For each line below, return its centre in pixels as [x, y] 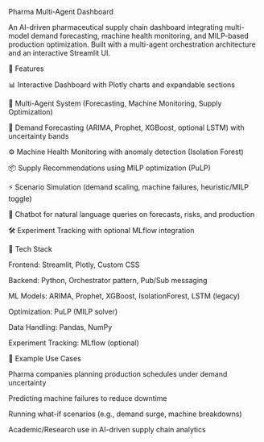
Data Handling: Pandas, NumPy [60, 327]
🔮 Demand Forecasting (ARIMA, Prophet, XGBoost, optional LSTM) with [126, 127]
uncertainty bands [39, 136]
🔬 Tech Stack [30, 249]
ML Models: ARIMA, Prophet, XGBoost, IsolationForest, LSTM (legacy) [124, 296]
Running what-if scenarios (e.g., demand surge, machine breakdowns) [126, 414]
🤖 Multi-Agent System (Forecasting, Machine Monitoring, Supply [115, 103]
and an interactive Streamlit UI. [60, 53]
